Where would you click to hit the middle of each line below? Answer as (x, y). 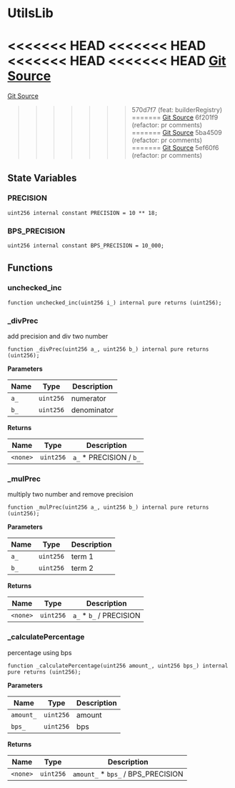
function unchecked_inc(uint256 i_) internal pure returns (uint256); (115, 303)
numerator (89, 399)
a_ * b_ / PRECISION (106, 616)
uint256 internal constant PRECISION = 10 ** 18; (83, 213)
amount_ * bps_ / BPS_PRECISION (128, 774)
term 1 (82, 557)
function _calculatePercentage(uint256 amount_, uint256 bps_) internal (118, 666)
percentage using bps (40, 652)
